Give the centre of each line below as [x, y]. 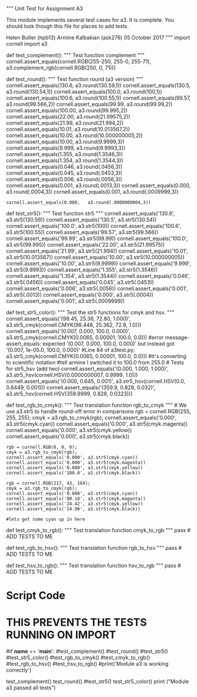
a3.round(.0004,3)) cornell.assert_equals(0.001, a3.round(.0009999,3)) [92, 192]
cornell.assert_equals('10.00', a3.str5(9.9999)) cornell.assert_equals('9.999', [98, 263]
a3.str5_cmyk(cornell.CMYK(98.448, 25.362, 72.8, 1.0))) [74, 325]
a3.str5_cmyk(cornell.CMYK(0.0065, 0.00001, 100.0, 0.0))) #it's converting [96, 356]
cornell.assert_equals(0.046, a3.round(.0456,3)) [64, 167]
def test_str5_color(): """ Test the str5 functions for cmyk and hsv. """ [90, 312]
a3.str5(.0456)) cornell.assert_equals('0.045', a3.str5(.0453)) [80, 282]
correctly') [19, 670]
